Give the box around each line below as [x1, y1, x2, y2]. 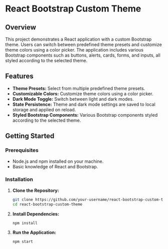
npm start [12, 239, 34, 244]
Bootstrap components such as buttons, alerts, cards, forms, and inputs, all [5, 52, 160, 58]
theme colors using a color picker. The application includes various [5, 47, 144, 53]
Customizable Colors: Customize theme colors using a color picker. [12, 91, 153, 97]
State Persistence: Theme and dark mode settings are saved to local [12, 101, 155, 107]
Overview [5, 23, 37, 32]
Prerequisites [5, 147, 39, 154]
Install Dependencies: [12, 211, 59, 217]
